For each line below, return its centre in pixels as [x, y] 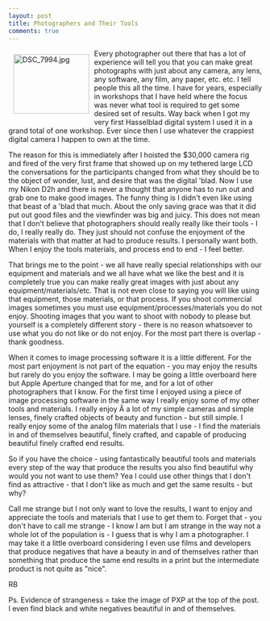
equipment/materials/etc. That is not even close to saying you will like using [134, 290]
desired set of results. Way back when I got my [172, 114]
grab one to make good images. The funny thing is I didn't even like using [130, 198]
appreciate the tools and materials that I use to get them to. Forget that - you [135, 518]
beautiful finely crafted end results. [66, 444]
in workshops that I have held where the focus [171, 97]
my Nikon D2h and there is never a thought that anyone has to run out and [131, 190]
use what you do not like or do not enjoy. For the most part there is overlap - [135, 333]
